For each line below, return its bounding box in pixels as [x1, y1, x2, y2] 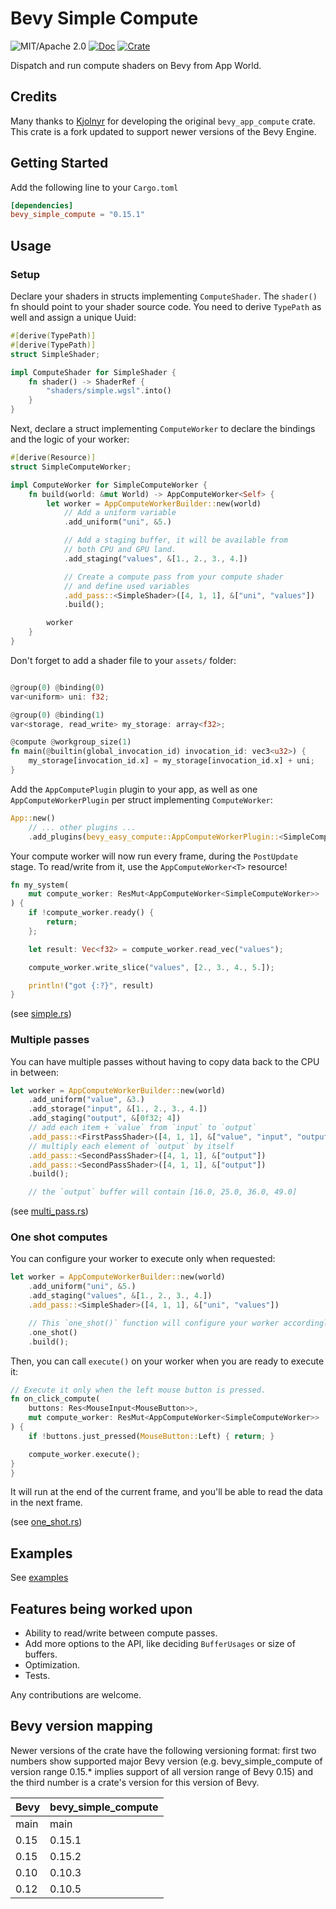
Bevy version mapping [10, 1718, 153, 1735]
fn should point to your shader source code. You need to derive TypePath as [10, 301, 322, 312]
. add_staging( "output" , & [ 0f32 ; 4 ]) [28, 1113, 182, 1124]
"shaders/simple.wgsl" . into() [46, 386, 172, 396]
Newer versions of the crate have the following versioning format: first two [10, 1744, 317, 1756]
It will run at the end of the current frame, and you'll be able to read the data [10, 1486, 323, 1498]
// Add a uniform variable [63, 508, 177, 518]
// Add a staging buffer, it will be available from [63, 535, 288, 546]
